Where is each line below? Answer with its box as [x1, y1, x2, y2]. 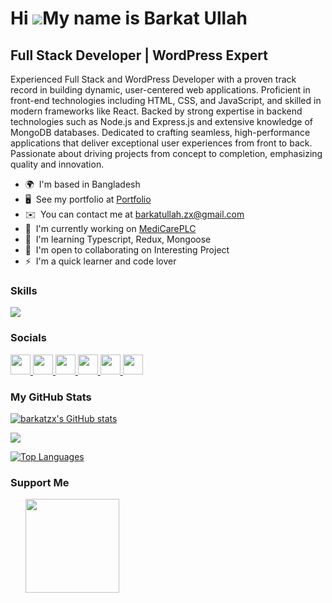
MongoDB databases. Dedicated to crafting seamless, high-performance [10, 127, 311, 138]
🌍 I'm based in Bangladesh [24, 178, 141, 190]
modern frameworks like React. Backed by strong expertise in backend [10, 105, 303, 117]
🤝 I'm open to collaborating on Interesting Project [24, 244, 230, 256]
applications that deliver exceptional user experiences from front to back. [10, 137, 313, 149]
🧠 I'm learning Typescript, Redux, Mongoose [24, 233, 212, 245]
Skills [10, 283, 38, 297]
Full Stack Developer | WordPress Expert [10, 47, 268, 64]
